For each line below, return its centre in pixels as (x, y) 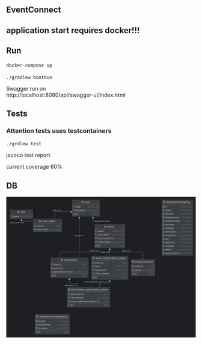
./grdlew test (24, 144)
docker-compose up (29, 65)
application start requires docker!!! (73, 30)
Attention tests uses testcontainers (59, 130)
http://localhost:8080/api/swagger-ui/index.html (66, 95)
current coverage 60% (34, 167)
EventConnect (34, 10)
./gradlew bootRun (29, 77)
